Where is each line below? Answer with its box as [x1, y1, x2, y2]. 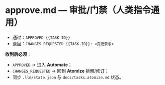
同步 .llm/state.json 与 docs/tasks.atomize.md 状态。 [12, 74, 124, 80]
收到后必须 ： [5, 51, 31, 57]
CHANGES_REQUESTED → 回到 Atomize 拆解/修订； [12, 68, 109, 74]
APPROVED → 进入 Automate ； [12, 62, 73, 68]
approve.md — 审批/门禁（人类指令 [5, 4, 151, 16]
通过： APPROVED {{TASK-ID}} [12, 34, 71, 40]
